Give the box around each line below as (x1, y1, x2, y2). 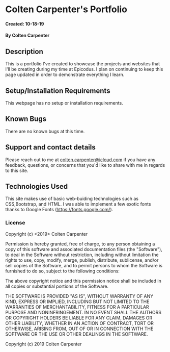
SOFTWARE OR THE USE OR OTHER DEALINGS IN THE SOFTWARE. (5, 331, 148, 337)
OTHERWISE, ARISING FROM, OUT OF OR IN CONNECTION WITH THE (5, 325, 154, 332)
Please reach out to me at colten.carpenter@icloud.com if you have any (5, 157, 156, 163)
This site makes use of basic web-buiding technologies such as (5, 195, 139, 202)
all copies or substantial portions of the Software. (5, 283, 108, 289)
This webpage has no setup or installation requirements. (5, 100, 123, 106)
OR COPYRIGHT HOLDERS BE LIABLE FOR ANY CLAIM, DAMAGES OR (5, 315, 153, 321)
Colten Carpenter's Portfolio (5, 4, 128, 15)
